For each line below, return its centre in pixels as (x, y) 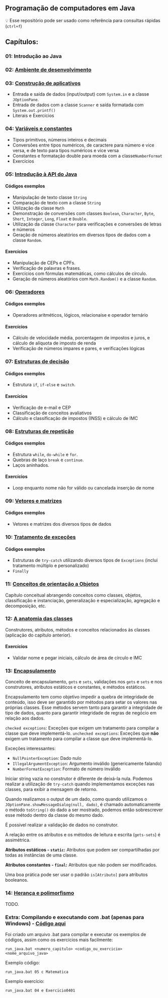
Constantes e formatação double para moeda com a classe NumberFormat (87, 156)
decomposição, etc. (26, 606)
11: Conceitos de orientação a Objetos (52, 584)
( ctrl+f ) (14, 26)
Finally (20, 572)
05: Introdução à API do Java (41, 174)
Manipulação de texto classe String (50, 197)
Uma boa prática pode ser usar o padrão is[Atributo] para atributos (76, 875)
